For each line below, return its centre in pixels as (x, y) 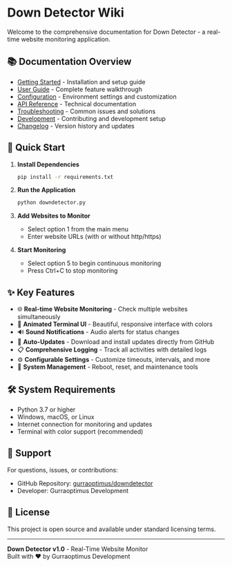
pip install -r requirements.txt (65, 177)
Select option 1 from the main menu (78, 229)
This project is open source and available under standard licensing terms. (112, 529)
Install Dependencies (48, 164)
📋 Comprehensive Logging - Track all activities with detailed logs (112, 349)
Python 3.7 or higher (46, 410)
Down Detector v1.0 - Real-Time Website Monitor (78, 549)
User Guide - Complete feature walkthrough (80, 89)
